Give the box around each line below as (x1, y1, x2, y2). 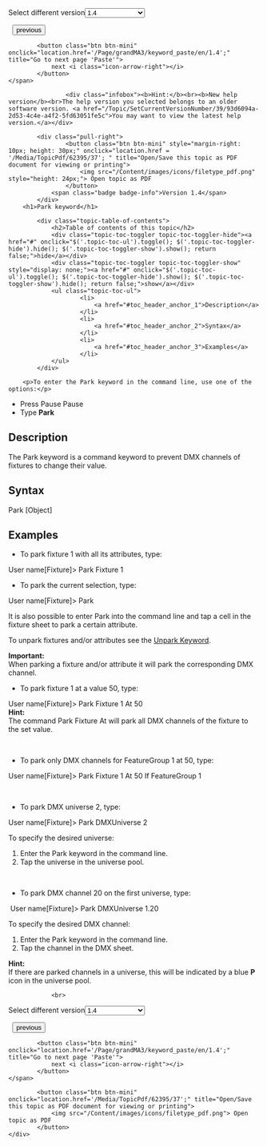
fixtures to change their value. (8, 460, 107, 470)
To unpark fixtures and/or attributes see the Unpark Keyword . (8, 636, 212, 645)
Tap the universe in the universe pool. (19, 857, 145, 867)
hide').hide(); (8, 245, 59, 253)
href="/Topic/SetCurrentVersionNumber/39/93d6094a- (83, 105, 260, 113)
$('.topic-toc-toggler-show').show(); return (62, 245, 217, 253)
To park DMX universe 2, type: (19, 802, 122, 812)
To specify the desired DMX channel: (8, 919, 130, 929)
